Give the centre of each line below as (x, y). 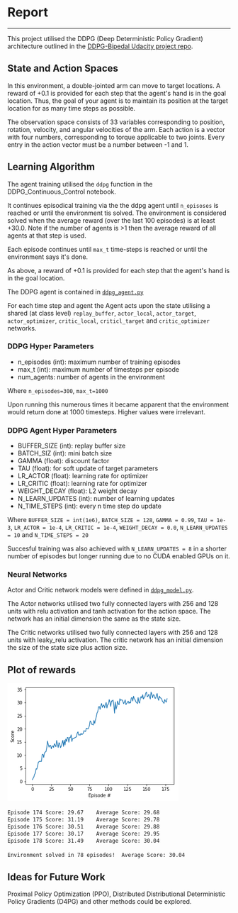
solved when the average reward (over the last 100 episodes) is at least (111, 220)
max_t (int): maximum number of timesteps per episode (98, 369)
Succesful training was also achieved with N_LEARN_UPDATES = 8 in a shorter (117, 549)
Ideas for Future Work (56, 877)
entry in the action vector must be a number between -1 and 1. (98, 144)
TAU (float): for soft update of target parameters (88, 468)
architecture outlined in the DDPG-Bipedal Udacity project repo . (100, 46)
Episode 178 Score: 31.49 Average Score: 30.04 (84, 841)
